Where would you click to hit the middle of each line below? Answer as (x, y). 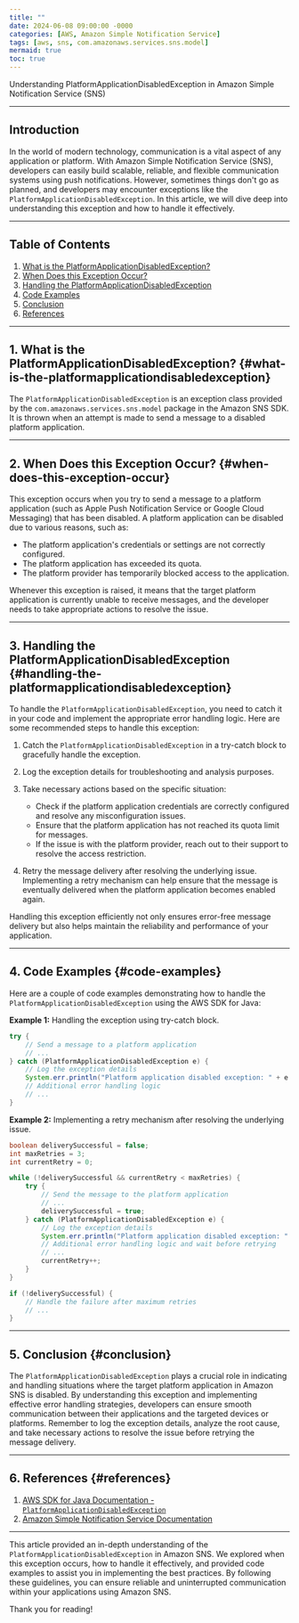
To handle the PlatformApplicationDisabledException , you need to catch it (146, 709)
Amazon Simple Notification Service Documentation (117, 1519)
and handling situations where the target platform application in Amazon (141, 1385)
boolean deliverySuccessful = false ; (79, 1146)
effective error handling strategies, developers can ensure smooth (130, 1405)
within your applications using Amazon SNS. (90, 1592)
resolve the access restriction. (91, 854)
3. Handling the (53, 645)
